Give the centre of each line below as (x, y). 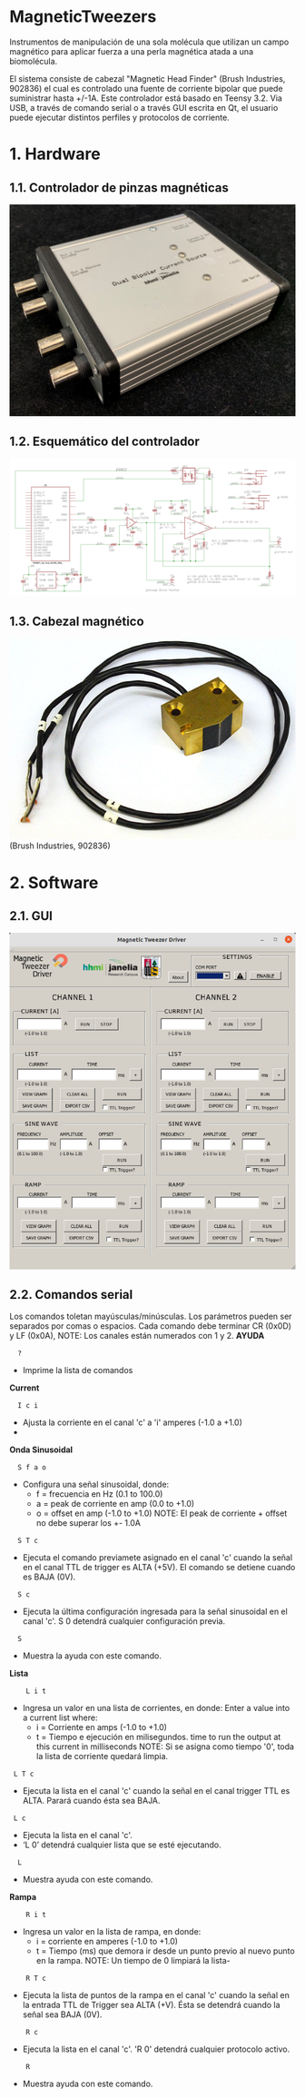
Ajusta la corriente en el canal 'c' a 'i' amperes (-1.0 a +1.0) (133, 1422)
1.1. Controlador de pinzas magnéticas (119, 188)
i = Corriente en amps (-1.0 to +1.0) (102, 1727)
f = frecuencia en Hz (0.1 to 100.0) (99, 1494)
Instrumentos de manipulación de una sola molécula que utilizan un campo (149, 42)
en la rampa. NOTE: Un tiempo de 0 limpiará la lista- (133, 1961)
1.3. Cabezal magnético (77, 622)
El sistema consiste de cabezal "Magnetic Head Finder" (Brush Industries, (148, 78)
